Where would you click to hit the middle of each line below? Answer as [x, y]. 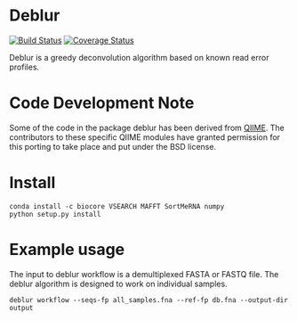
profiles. [24, 67]
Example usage [67, 250]
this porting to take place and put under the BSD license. [112, 146]
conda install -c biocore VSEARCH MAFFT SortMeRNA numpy [117, 206]
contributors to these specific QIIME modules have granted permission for [145, 137]
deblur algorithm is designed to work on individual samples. [119, 284]
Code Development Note [102, 103]
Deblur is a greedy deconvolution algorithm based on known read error [139, 57]
